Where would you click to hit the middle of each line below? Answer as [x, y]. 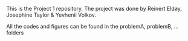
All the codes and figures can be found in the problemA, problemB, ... [92, 26]
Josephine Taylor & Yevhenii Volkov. [51, 15]
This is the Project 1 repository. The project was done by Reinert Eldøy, [94, 9]
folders [15, 33]
